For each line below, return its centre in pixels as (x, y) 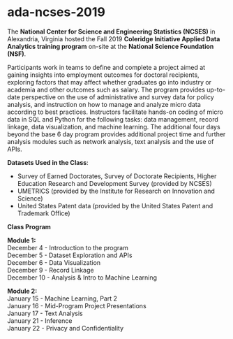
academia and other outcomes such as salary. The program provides (106, 89)
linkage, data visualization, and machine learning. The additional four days (114, 127)
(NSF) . (17, 54)
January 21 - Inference (40, 320)
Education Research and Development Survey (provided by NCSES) (115, 183)
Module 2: (22, 291)
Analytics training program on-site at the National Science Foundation (111, 46)
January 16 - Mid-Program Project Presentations (77, 305)
